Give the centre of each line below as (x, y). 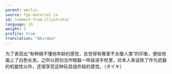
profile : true (20, 34)
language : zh (19, 24)
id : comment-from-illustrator (38, 19)
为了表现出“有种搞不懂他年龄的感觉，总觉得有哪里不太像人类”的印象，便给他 (86, 54)
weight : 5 (16, 29)
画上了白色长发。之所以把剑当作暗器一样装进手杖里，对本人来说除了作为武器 (86, 60)
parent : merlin (21, 10)
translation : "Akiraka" (31, 39)
